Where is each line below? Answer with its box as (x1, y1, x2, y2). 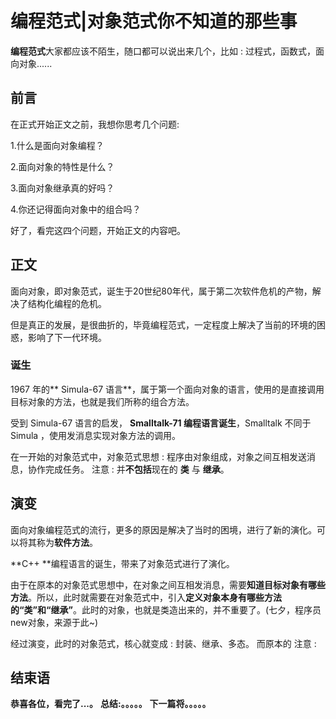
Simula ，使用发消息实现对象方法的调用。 (10, 429, 182, 441)
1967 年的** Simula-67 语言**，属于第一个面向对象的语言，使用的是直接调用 (10, 383, 325, 395)
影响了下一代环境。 (27, 331, 107, 343)
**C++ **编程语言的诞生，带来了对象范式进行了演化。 (10, 557, 235, 569)
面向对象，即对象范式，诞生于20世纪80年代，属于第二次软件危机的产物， (10, 285, 313, 297)
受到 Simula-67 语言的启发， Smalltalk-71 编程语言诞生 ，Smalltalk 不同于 (10, 417, 312, 429)
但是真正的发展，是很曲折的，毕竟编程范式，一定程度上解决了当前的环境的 (10, 318, 317, 331)
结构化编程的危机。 (27, 297, 107, 309)
